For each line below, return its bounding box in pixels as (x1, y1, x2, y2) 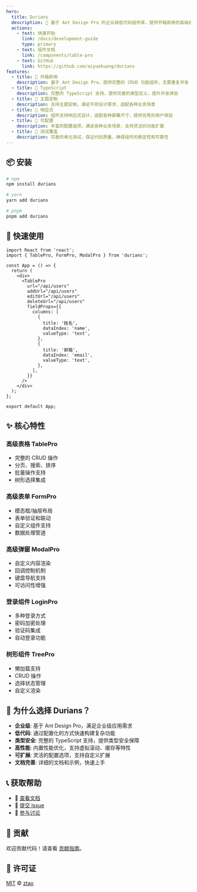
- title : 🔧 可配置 (11, 118, 54, 124)
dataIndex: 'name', (43, 325, 91, 331)
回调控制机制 (14, 567, 46, 574)
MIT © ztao (6, 879, 34, 887)
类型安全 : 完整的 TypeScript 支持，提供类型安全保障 (14, 737, 140, 744)
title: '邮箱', (43, 347, 78, 353)
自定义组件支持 (14, 521, 51, 529)
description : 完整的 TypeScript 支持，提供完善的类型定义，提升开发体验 (16, 90, 179, 96)
